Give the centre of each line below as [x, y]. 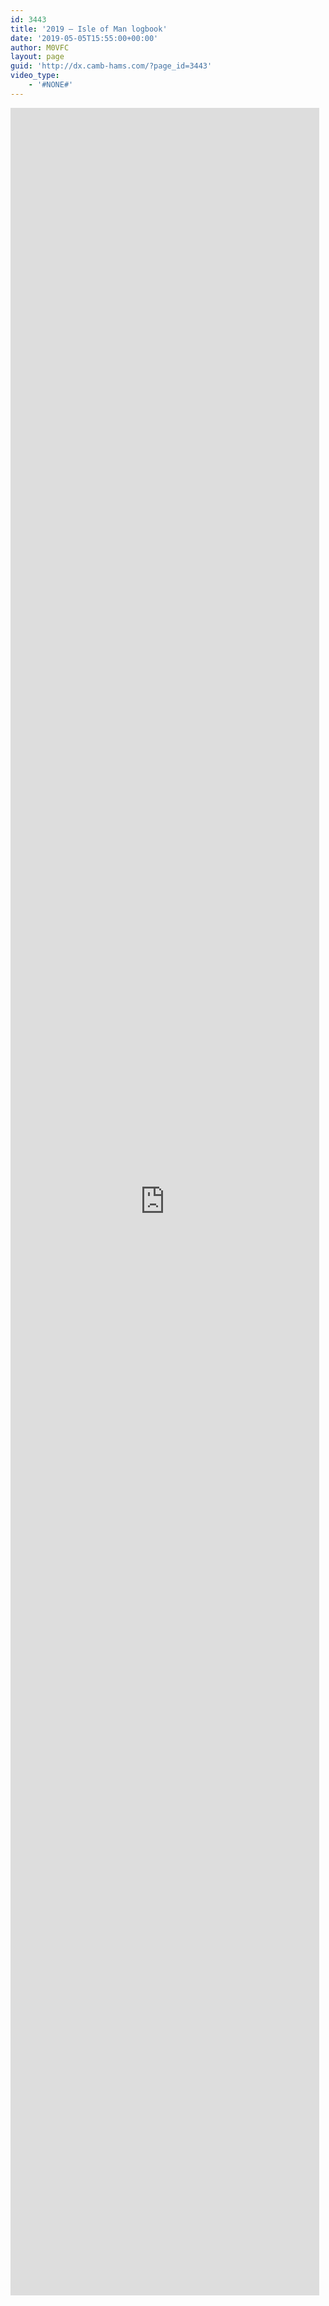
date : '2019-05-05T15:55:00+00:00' [84, 38]
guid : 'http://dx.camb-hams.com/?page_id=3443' [111, 66]
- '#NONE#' [51, 85]
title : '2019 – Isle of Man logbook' [89, 29]
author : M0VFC [40, 47]
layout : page [37, 57]
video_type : [35, 76]
